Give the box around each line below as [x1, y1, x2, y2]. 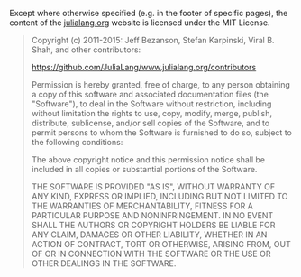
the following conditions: [31, 137, 123, 147]
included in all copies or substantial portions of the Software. [31, 164, 258, 174]
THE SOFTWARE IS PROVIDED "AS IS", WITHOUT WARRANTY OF [31, 181, 276, 192]
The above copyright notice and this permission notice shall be [31, 154, 266, 165]
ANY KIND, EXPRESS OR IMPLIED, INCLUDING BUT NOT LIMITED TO [31, 191, 288, 201]
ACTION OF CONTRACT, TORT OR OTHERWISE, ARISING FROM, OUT [31, 239, 291, 249]
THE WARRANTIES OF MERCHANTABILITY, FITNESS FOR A [31, 200, 254, 211]
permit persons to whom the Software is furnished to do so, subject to [31, 127, 293, 138]
